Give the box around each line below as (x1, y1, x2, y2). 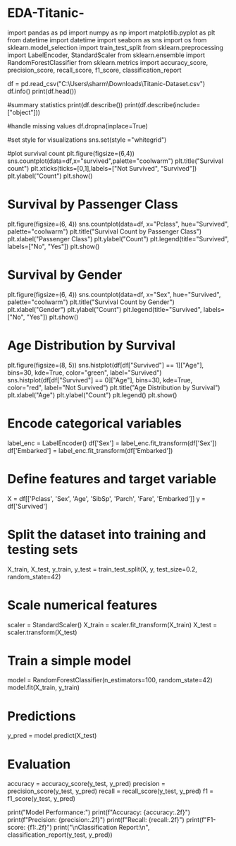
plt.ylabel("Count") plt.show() (7, 171, 93, 180)
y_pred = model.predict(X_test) (7, 732, 97, 740)
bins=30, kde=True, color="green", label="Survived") (7, 368, 162, 377)
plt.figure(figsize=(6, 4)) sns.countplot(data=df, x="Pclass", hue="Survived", (7, 219, 229, 228)
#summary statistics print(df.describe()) (7, 100, 123, 109)
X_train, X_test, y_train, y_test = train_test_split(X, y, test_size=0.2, (7, 564, 197, 573)
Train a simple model (7, 653, 132, 668)
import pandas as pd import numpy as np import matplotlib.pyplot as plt (7, 28, 216, 37)
